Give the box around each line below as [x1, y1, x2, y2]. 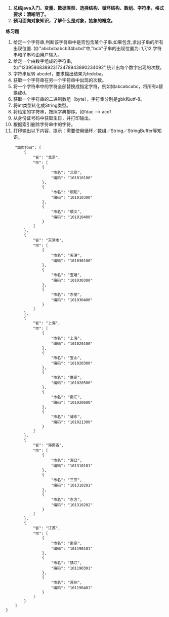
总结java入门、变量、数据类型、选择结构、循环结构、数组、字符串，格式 [13, 5, 164, 11]
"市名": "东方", [51, 497, 82, 502]
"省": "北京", [32, 155, 60, 160]
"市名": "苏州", [51, 580, 82, 585]
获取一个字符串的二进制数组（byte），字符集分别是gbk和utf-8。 [13, 96, 145, 102]
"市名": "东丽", [51, 292, 82, 297]
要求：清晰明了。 [13, 11, 49, 17]
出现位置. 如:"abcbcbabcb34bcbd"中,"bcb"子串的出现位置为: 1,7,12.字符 [13, 46, 162, 51]
